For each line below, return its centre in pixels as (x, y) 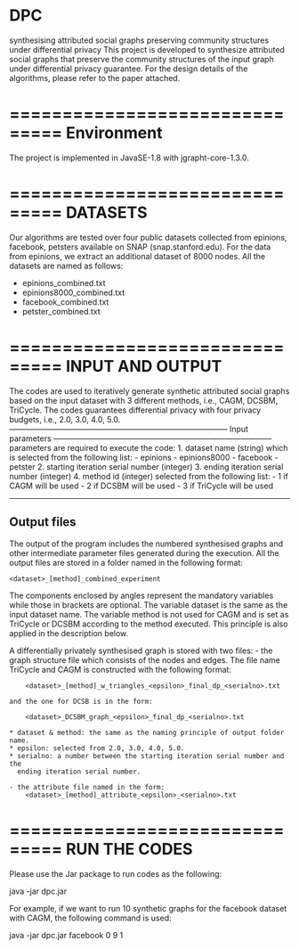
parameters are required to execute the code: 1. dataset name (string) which (149, 447)
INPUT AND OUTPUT (144, 366)
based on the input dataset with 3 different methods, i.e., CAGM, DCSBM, (144, 400)
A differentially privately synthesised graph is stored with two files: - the (141, 650)
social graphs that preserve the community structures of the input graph (141, 59)
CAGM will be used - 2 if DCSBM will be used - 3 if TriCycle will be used (141, 486)
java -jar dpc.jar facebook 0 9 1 (66, 935)
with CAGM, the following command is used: (90, 918)
